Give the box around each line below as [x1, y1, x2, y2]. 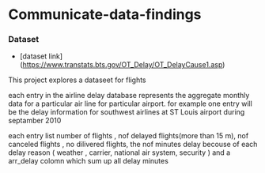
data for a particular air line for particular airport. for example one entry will [8, 99, 253, 108]
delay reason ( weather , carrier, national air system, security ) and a [8, 148, 231, 157]
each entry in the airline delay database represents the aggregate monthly [8, 91, 250, 100]
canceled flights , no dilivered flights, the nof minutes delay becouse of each [8, 140, 258, 149]
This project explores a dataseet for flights [8, 75, 146, 85]
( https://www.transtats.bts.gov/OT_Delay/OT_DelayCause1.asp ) [19, 60, 225, 70]
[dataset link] [19, 51, 63, 61]
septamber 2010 [8, 116, 62, 126]
